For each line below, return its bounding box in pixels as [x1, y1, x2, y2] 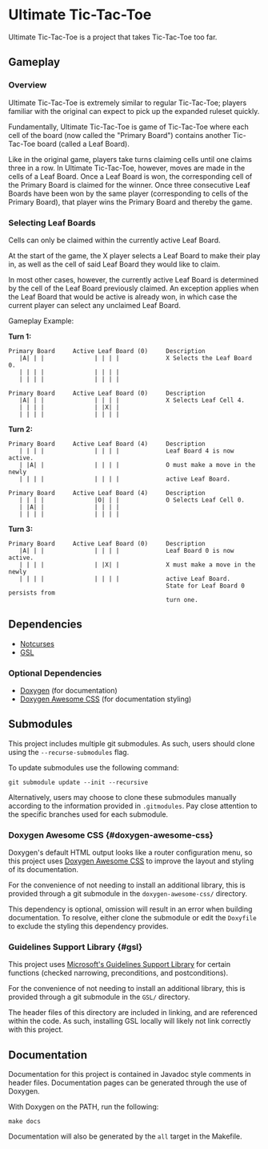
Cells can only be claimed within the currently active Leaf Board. [8, 235, 222, 245]
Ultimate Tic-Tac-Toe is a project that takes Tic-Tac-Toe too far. [8, 32, 218, 42]
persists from [8, 588, 56, 597]
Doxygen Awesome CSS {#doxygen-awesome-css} [8, 829, 214, 840]
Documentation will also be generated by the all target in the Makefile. [8, 1131, 242, 1141]
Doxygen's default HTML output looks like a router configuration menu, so [8, 848, 253, 858]
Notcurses [19, 639, 54, 648]
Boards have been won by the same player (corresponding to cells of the [8, 189, 249, 198]
